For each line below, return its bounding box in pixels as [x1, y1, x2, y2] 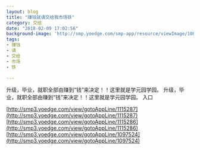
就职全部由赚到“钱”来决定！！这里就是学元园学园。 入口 [16, 93, 154, 101]
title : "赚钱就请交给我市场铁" [6, 14, 75, 20]
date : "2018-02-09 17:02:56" [6, 25, 79, 32]
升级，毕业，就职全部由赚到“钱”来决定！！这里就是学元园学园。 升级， [6, 86, 180, 93]
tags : [6, 36, 20, 42]
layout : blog [6, 8, 39, 15]
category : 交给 [6, 20, 42, 26]
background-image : [6, 31, 52, 37]
